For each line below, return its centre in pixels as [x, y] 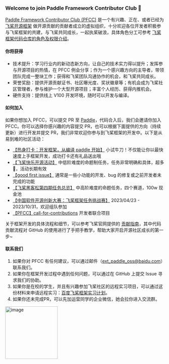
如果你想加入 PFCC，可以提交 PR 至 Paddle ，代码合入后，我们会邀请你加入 [83, 120]
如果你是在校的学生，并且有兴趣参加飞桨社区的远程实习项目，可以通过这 [88, 286]
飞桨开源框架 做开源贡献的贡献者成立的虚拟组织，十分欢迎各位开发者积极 [81, 26]
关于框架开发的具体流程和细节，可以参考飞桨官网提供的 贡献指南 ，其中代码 [83, 224]
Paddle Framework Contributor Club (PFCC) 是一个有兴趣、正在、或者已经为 [84, 20]
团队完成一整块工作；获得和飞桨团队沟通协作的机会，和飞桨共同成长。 [86, 76]
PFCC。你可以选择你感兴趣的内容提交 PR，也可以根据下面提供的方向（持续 [83, 126]
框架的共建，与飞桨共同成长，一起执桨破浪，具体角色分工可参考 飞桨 [90, 32]
